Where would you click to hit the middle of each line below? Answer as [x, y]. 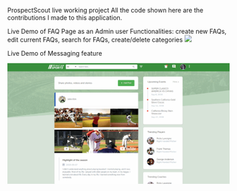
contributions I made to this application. [65, 18]
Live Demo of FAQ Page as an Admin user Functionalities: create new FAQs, [117, 31]
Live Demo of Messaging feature [55, 53]
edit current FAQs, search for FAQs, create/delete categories [95, 39]
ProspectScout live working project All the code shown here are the [105, 10]
